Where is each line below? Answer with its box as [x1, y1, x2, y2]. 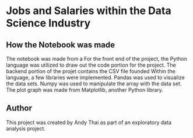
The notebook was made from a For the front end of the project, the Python [6, 56, 188, 62]
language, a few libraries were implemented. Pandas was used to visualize [6, 74, 185, 81]
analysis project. [6, 125, 45, 132]
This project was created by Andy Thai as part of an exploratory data [6, 119, 172, 126]
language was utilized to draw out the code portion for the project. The [6, 61, 176, 68]
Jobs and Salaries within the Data [6, 4, 171, 18]
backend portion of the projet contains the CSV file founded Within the [6, 68, 176, 74]
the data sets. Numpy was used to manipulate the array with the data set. [6, 80, 182, 87]
